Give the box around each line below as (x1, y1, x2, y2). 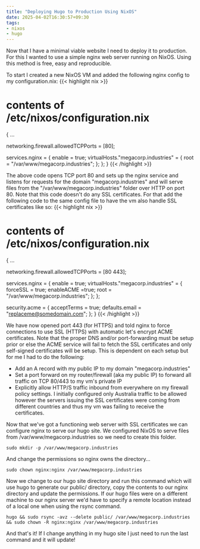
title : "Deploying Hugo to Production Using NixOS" (6, 8, 137, 15)
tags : (6, 20, 20, 26)
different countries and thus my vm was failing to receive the (14, 403, 164, 410)
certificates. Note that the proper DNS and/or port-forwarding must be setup (6, 335, 194, 341)
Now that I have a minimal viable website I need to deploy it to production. (6, 47, 187, 54)
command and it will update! (6, 536, 76, 543)
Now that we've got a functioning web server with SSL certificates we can (6, 421, 188, 428)
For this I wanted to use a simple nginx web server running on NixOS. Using (6, 54, 192, 61)
